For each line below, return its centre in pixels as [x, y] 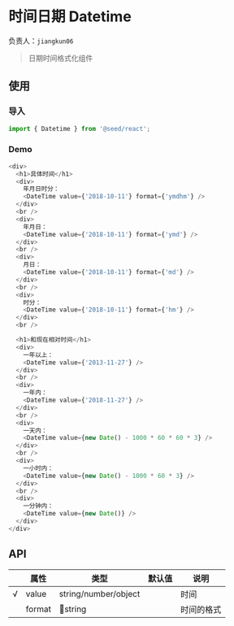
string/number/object [100, 593]
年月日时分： [41, 189]
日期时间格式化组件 [61, 58]
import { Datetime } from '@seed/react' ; [80, 128]
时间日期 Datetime [70, 17]
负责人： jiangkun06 [41, 41]
